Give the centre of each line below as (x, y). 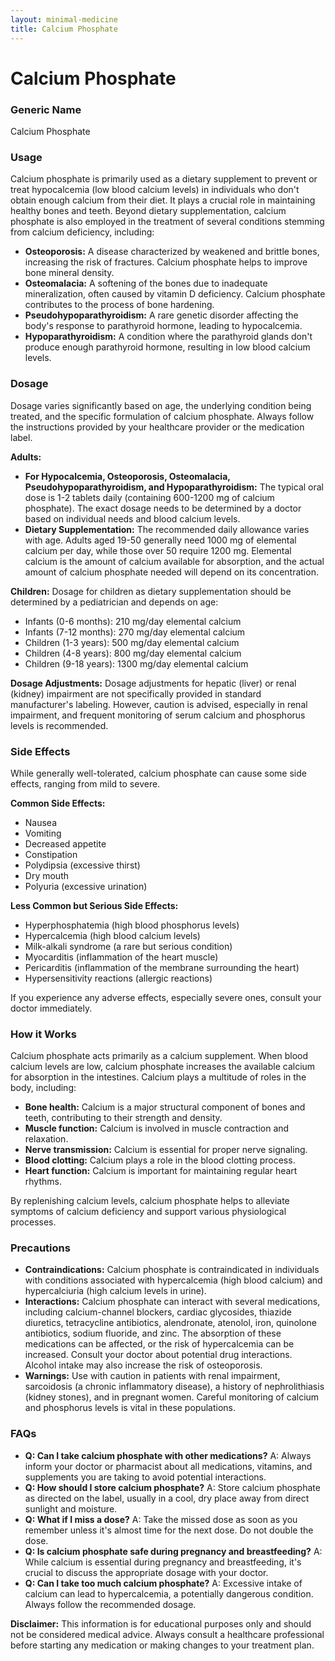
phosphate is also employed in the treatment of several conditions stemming (167, 222)
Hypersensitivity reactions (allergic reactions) (118, 978)
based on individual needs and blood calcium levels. (132, 518)
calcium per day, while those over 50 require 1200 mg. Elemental (158, 550)
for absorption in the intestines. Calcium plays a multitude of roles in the (158, 1077)
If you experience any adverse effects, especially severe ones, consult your (166, 997)
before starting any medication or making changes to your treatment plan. (162, 1645)
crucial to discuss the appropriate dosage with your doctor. (146, 1572)
